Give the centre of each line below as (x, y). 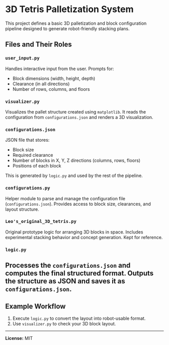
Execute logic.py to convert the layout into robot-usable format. (79, 318)
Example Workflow (35, 306)
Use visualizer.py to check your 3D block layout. (64, 323)
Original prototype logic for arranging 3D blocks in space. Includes (74, 232)
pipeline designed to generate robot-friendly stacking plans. (67, 28)
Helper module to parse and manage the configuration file (65, 198)
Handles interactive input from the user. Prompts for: (60, 69)
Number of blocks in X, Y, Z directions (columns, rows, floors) (76, 160)
